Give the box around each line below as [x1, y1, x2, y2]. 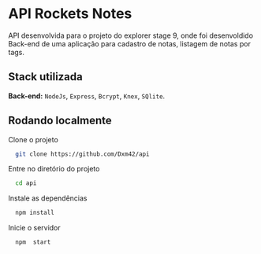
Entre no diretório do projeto [8, 164, 100, 174]
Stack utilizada [8, 70, 83, 83]
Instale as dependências [8, 193, 88, 203]
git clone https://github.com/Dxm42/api [15, 150, 150, 158]
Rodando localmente [8, 114, 112, 127]
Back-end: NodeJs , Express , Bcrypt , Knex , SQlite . [8, 91, 166, 101]
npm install [15, 209, 55, 217]
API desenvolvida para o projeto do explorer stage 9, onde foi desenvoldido [8, 31, 254, 40]
